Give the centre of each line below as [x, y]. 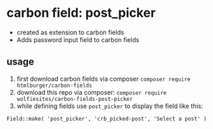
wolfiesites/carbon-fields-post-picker [75, 99]
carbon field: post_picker [81, 13]
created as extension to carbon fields [70, 32]
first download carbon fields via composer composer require [103, 79]
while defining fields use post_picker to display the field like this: [110, 106]
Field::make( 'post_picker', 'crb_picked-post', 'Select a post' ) [107, 118]
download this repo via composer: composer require [91, 92]
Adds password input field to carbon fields [78, 39]
